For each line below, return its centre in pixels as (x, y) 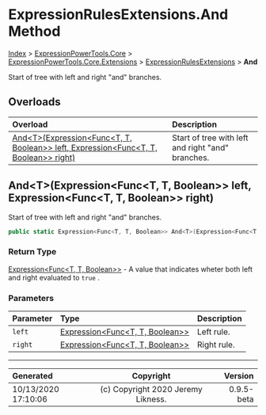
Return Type (32, 252)
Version (239, 376)
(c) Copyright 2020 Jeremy (152, 390)
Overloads (34, 102)
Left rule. (213, 332)
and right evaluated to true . (54, 277)
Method (34, 31)
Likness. (151, 399)
